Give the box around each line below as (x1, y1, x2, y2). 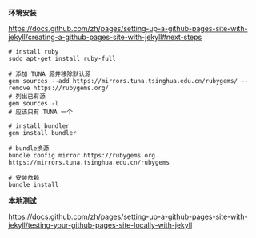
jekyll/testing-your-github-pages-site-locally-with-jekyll (8, 220, 193, 230)
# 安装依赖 (8, 174, 40, 182)
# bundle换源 (8, 145, 50, 153)
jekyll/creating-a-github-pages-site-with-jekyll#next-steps (8, 32, 202, 42)
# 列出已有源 (8, 93, 46, 101)
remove (8, 84, 30, 92)
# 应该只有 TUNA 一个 (8, 108, 74, 116)
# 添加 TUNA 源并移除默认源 (8, 70, 91, 78)
